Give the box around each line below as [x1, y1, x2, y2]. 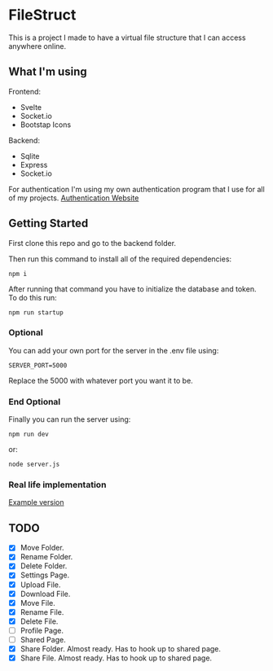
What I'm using [8, 65, 87, 79]
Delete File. [20, 616, 59, 626]
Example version [8, 498, 64, 507]
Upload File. [20, 580, 61, 590]
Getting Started [8, 217, 89, 230]
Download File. [20, 589, 71, 599]
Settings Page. [20, 570, 70, 580]
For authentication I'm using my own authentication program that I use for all [8, 184, 265, 194]
